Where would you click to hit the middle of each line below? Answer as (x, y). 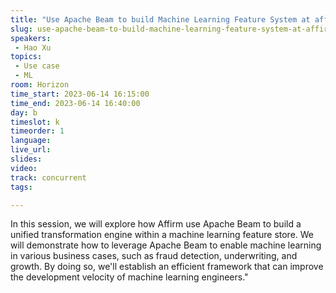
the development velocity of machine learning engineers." (129, 277)
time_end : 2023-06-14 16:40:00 (75, 103)
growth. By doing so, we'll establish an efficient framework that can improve (167, 267)
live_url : (31, 150)
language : (31, 141)
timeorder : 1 (37, 131)
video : (24, 168)
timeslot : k (35, 122)
